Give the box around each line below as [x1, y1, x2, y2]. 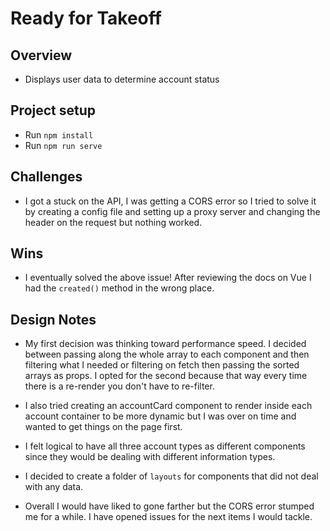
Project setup [10, 102, 97, 119]
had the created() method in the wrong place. [24, 282, 215, 294]
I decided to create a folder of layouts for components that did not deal [24, 470, 319, 482]
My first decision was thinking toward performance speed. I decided [24, 338, 307, 350]
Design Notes [10, 311, 97, 328]
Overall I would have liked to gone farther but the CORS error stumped [24, 500, 315, 512]
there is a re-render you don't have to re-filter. [24, 380, 215, 392]
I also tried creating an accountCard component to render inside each [24, 400, 313, 412]
